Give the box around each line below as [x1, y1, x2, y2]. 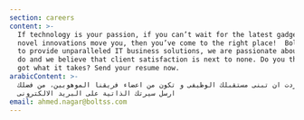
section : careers [9, 13, 75, 23]
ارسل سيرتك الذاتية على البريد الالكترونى [17, 88, 176, 97]
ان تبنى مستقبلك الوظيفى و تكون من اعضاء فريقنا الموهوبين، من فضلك [17, 80, 281, 89]
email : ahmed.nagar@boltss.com [9, 97, 128, 106]
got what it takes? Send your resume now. [17, 64, 180, 73]
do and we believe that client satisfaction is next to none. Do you [17, 55, 285, 64]
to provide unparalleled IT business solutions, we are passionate [17, 47, 278, 56]
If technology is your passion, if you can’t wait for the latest [17, 30, 273, 39]
